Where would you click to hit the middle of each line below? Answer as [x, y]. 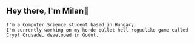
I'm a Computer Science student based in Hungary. [72, 24]
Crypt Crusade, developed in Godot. [52, 35]
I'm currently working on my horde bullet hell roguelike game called [97, 30]
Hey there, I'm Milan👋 [48, 11]
